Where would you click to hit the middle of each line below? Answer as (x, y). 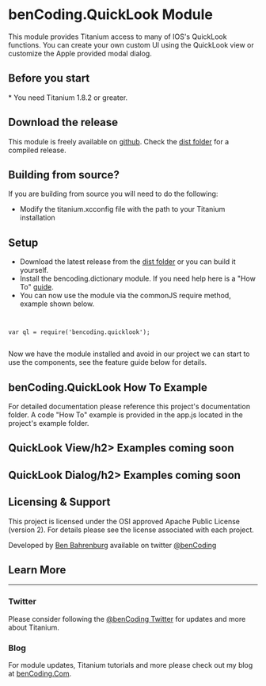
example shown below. (57, 304)
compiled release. (38, 150)
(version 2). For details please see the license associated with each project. (131, 530)
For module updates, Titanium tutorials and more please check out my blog (131, 665)
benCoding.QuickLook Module (111, 15)
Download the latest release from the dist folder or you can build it (127, 262)
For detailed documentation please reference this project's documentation (129, 406)
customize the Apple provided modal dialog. (80, 53)
